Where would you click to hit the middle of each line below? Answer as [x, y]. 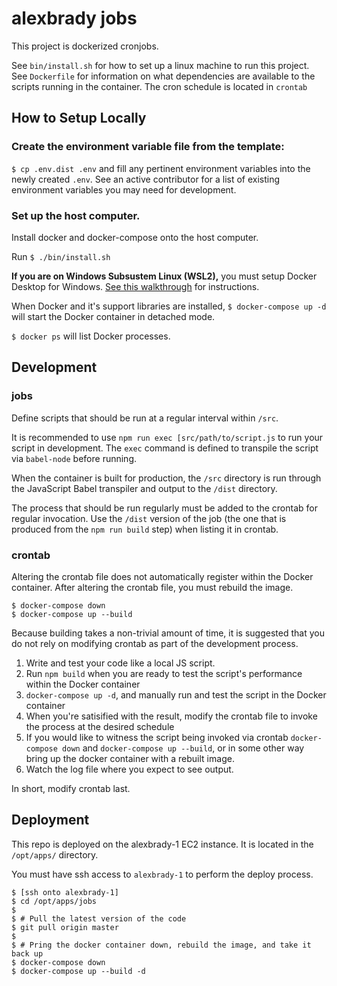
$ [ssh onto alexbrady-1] [65, 892]
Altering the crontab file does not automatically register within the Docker [162, 576]
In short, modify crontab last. [71, 788]
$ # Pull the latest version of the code [99, 918]
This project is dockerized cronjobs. [85, 46]
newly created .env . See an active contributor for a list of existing [146, 179]
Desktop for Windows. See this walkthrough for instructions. [135, 286]
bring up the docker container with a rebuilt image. [130, 758]
